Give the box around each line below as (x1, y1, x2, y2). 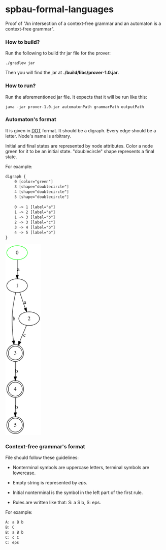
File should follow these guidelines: (5, 454, 79, 461)
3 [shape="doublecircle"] (14, 184, 70, 189)
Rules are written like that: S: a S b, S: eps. (12, 500, 102, 506)
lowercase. (12, 470, 36, 476)
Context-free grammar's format (5, 443, 85, 450)
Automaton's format (5, 116, 57, 123)
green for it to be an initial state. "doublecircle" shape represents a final (5, 148, 155, 154)
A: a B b (5, 520, 24, 525)
